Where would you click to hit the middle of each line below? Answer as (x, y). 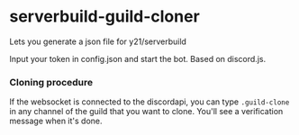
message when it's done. (56, 121)
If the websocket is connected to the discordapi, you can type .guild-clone (149, 102)
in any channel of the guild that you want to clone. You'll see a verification (146, 112)
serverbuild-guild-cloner (104, 17)
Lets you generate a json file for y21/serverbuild (98, 41)
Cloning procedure (51, 82)
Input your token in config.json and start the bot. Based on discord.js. (138, 58)
